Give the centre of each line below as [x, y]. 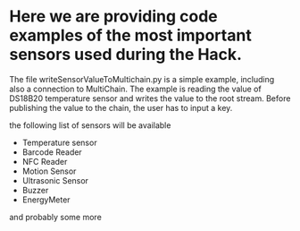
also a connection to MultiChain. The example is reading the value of [135, 89]
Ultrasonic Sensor [55, 180]
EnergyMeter [46, 200]
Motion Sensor [49, 171]
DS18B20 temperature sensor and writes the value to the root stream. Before [150, 98]
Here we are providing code [114, 17]
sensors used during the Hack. [126, 55]
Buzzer [35, 190]
